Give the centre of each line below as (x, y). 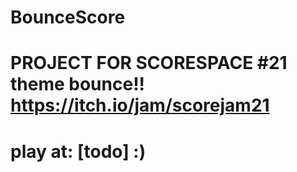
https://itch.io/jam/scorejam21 (140, 105)
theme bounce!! (78, 84)
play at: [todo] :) (78, 151)
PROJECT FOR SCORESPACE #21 (149, 63)
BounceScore (68, 17)
